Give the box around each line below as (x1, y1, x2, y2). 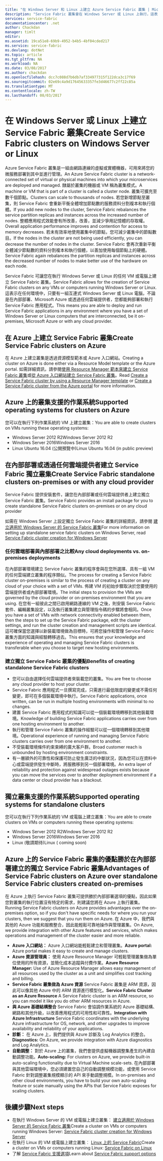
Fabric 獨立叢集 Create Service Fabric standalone (5, 470, 155, 478)
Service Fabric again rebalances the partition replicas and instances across (5, 253, 156, 259)
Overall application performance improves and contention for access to (5, 223, 148, 229)
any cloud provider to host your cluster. (12, 681, 91, 687)
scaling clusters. (12, 1088, 45, 1094)
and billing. (12, 976, 34, 981)
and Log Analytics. (12, 1042, 49, 1048)
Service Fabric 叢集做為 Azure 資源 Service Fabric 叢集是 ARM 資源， (12, 981, 152, 987)
